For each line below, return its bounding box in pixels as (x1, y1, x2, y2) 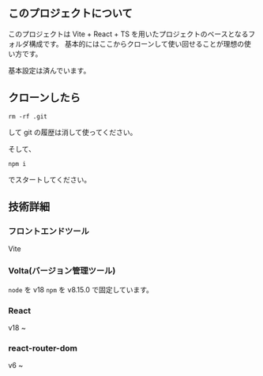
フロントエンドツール (8, 225, 89, 236)
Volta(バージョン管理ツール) (8, 265, 116, 276)
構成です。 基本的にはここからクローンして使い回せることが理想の (28, 39, 245, 48)
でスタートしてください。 (8, 175, 92, 184)
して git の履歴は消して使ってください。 (8, 127, 137, 137)
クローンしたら (8, 91, 81, 104)
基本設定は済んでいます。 (8, 66, 91, 75)
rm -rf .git (8, 112, 47, 120)
